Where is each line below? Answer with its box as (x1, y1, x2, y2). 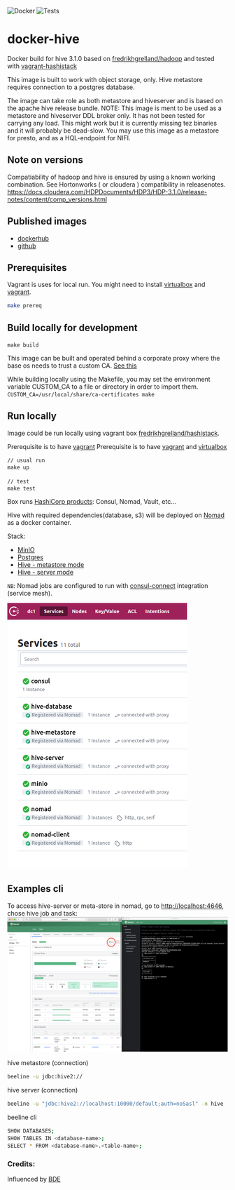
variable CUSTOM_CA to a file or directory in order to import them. (7, 382, 199, 391)
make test (7, 485, 36, 492)
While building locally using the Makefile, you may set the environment (7, 375, 211, 384)
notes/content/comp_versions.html (7, 195, 107, 203)
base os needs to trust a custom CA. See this (7, 361, 138, 370)
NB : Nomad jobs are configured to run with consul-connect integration (7, 581, 208, 589)
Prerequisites (7, 262, 67, 274)
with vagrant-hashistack (7, 62, 77, 70)
